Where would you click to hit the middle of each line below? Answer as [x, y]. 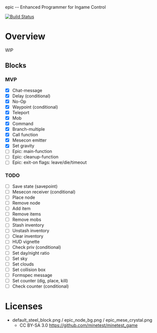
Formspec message [32, 275]
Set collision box [29, 270]
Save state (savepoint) [35, 186]
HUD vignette [26, 242]
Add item [21, 209]
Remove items [26, 214]
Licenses [24, 306]
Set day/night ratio [31, 253]
